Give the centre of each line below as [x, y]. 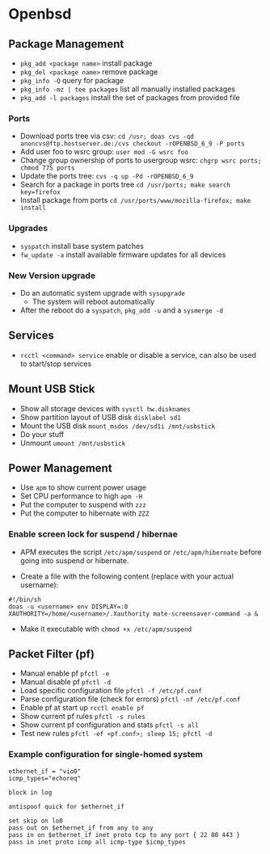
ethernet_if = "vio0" [45, 771]
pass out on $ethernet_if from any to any [81, 828]
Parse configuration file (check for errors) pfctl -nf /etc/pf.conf [130, 699]
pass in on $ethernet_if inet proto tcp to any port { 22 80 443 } [124, 835]
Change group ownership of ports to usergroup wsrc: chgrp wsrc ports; [141, 160]
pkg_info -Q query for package [72, 80]
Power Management [60, 468]
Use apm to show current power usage [83, 488]
